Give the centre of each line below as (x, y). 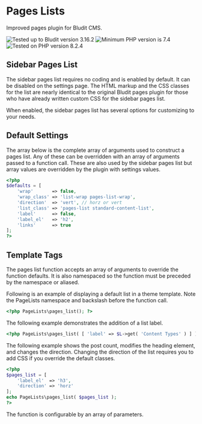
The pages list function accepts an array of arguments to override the (92, 270)
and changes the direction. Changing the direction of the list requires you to (100, 352)
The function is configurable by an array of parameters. (75, 414)
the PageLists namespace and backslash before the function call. (87, 300)
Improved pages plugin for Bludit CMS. (54, 28)
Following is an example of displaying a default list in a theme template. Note (101, 294)
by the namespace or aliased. (43, 282)
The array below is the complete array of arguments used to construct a (95, 150)
